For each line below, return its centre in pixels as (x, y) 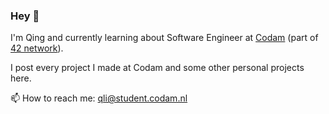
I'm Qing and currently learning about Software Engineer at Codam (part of (164, 38)
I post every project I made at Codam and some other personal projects (157, 68)
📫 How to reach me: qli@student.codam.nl (99, 98)
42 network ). (37, 48)
